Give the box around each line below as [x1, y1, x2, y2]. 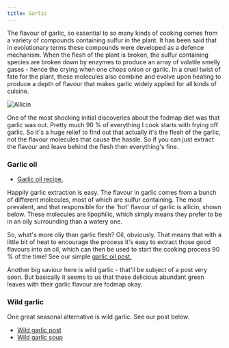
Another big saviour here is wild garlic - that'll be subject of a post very [7, 265, 207, 273]
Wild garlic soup [16, 333, 64, 342]
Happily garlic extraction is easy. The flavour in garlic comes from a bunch [7, 188, 217, 196]
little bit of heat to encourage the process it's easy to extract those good [7, 237, 211, 246]
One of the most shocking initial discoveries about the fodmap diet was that [7, 113, 220, 122]
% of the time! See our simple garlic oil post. [7, 252, 132, 260]
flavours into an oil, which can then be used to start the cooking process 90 [7, 245, 220, 253]
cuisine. [7, 87, 29, 95]
